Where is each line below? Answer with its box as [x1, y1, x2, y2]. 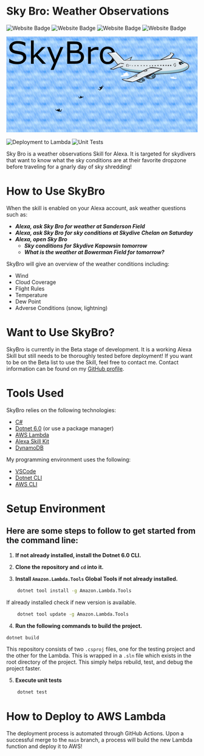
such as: [6, 211, 28, 218]
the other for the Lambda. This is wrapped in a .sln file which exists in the [6, 652, 192, 659]
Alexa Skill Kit [15, 438, 50, 445]
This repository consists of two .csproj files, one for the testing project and [6, 645, 195, 653]
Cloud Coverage [15, 278, 56, 286]
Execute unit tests [15, 676, 62, 684]
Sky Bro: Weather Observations [6, 4, 169, 18]
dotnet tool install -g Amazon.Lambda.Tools [17, 588, 132, 594]
